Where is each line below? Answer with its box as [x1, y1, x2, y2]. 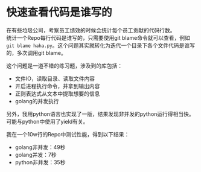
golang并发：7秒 [14, 151, 57, 158]
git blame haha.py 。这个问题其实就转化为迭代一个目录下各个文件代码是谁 [6, 42, 190, 49]
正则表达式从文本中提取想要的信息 [14, 90, 100, 97]
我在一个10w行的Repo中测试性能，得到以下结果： [6, 130, 130, 138]
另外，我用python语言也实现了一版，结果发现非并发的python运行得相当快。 [6, 110, 194, 118]
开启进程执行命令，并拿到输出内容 [14, 82, 100, 89]
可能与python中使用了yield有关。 [6, 118, 89, 125]
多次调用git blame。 [16, 49, 66, 56]
